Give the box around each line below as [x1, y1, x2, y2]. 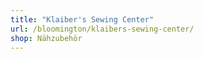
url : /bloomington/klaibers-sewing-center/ [10, 24, 195, 34]
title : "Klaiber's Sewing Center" [10, 14, 155, 25]
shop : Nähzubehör [10, 33, 83, 43]
